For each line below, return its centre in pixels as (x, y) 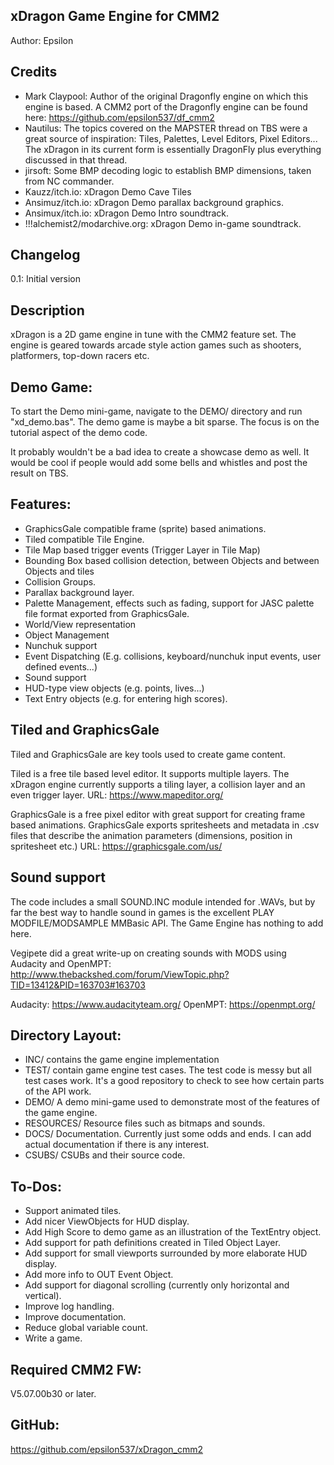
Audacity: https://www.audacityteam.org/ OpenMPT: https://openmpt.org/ (163, 1004)
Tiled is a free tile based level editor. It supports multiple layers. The (150, 773)
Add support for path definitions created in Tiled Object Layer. (152, 1243)
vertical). (43, 1296)
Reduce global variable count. (86, 1328)
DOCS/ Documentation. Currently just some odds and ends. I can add (168, 1134)
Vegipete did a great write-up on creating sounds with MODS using (148, 953)
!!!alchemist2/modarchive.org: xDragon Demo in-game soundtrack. (163, 223)
